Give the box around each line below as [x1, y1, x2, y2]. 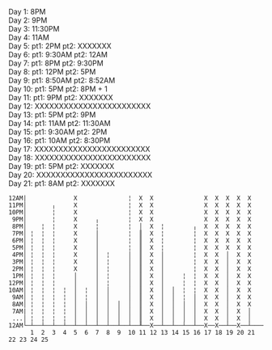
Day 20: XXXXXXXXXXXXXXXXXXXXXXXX [8, 170, 153, 179]
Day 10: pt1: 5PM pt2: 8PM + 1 [8, 84, 108, 94]
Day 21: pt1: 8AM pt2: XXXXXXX [8, 179, 115, 188]
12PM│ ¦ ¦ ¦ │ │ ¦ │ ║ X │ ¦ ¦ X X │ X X [8, 279, 252, 287]
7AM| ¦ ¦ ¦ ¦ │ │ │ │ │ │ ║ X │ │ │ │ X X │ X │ [11, 307, 252, 315]
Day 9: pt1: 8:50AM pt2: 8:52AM [8, 76, 116, 85]
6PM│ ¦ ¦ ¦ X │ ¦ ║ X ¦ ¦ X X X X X [11, 237, 252, 245]
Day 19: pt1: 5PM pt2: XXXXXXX [8, 162, 115, 171]
